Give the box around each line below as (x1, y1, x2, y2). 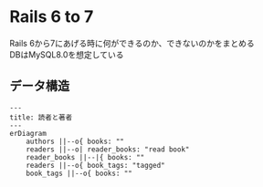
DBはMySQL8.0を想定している (9, 48, 124, 60)
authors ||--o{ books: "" (26, 137, 125, 146)
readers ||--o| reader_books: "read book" (26, 144, 190, 154)
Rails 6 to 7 (9, 6, 94, 27)
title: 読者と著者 (9, 112, 73, 122)
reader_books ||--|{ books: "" (26, 152, 145, 161)
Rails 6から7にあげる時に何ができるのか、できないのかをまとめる (9, 37, 255, 48)
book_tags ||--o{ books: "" (26, 169, 132, 178)
